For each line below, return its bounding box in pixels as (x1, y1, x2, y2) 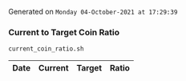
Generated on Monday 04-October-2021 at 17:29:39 (8, 7, 178, 16)
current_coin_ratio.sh (8, 45, 84, 53)
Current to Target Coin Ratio (8, 26, 120, 38)
